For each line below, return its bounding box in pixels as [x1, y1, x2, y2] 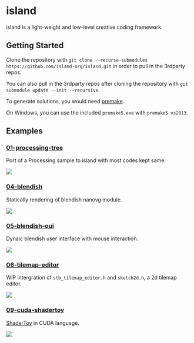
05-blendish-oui [6, 221, 54, 230]
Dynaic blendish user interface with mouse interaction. [6, 235, 139, 242]
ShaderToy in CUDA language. [6, 319, 79, 327]
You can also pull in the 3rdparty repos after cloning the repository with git [6, 80, 188, 87]
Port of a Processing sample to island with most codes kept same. [6, 157, 166, 164]
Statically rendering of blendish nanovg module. [6, 196, 122, 203]
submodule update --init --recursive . [6, 86, 100, 93]
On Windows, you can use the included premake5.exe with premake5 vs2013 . [6, 109, 188, 116]
